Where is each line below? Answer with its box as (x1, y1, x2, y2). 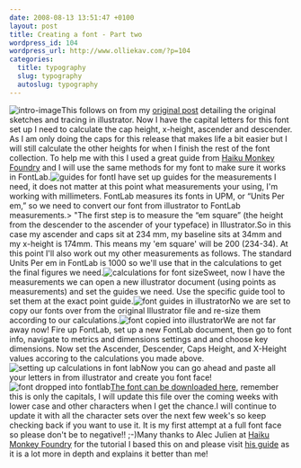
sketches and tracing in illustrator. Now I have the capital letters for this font (9, 114, 289, 125)
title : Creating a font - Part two (9, 30, 143, 39)
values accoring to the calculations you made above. (9, 352, 205, 364)
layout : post (9, 22, 58, 31)
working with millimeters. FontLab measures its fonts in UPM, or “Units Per (9, 190, 285, 201)
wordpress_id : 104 (9, 38, 78, 48)
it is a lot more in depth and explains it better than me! (9, 448, 208, 459)
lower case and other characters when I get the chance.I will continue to (9, 401, 277, 411)
